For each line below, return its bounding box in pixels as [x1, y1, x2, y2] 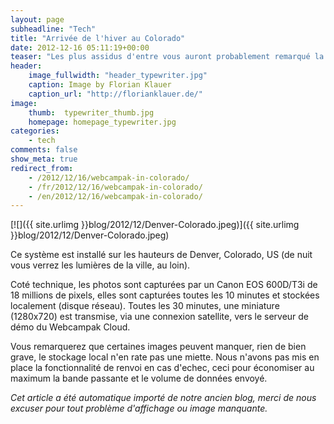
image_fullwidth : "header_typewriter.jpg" [28, 71, 208, 81]
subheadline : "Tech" [10, 24, 97, 34]
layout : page [10, 14, 65, 25]
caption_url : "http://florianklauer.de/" [28, 89, 203, 99]
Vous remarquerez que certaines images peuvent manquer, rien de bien [10, 341, 307, 353]
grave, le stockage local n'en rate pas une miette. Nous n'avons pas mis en [10, 351, 320, 363]
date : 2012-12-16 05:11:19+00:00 [10, 42, 150, 53]
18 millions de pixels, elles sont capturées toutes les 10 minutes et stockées [10, 289, 320, 301]
